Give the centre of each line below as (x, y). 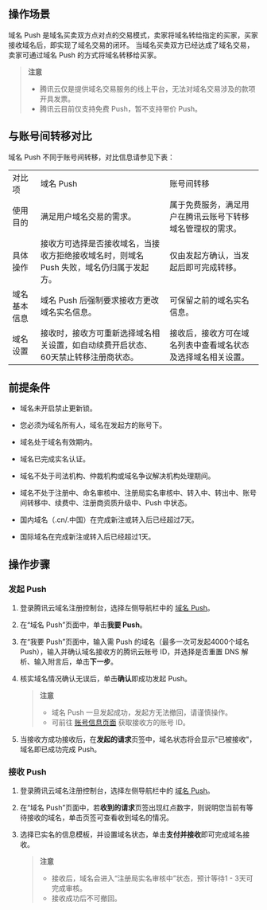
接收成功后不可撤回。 (86, 898)
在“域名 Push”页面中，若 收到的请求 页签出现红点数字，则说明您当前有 (133, 808)
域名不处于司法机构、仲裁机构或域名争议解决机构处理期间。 (117, 476)
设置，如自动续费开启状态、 (100, 345)
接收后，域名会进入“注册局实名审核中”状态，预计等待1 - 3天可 (152, 878)
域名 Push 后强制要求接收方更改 (100, 300)
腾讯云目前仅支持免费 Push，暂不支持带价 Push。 (121, 108)
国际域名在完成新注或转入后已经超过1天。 (87, 537)
